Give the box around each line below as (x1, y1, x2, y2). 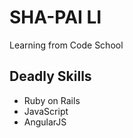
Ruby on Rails (23, 94, 81, 106)
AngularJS (23, 116, 67, 128)
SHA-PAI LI (9, 6, 102, 29)
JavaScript (23, 105, 69, 117)
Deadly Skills (9, 68, 92, 85)
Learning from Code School (9, 39, 124, 51)
